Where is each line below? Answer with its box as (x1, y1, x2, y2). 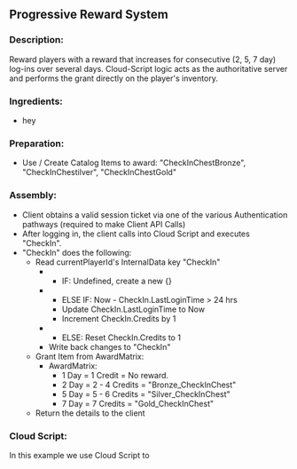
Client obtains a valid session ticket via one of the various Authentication (21, 209, 288, 220)
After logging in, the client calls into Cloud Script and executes (21, 228, 250, 239)
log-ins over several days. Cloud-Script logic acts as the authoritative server (9, 63, 288, 74)
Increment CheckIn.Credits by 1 (61, 313, 176, 323)
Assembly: (9, 189, 58, 202)
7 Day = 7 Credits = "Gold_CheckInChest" (61, 398, 215, 409)
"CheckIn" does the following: (21, 247, 132, 258)
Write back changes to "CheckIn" (48, 341, 171, 352)
